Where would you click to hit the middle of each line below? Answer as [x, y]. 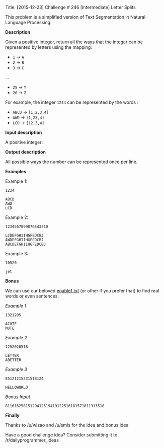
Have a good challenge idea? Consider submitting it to [61, 435]
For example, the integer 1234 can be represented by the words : [72, 102]
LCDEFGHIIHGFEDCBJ [24, 236]
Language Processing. [28, 22]
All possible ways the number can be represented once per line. [71, 162]
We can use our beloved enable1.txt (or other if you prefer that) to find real [82, 291]
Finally [13, 415]
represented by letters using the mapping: [49, 47]
